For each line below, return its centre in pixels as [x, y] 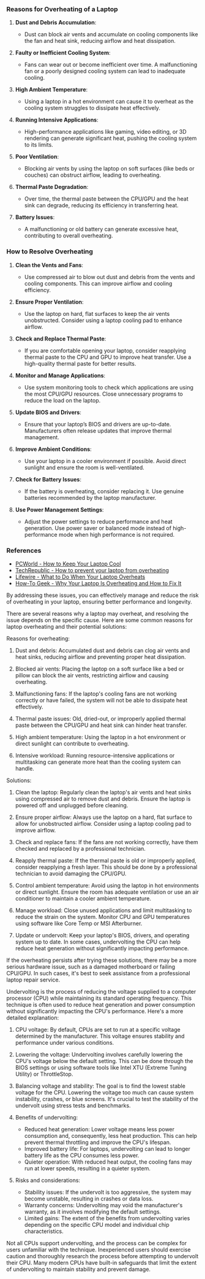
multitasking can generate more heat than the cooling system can [98, 762]
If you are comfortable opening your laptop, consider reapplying [105, 350]
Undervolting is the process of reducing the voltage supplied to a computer [101, 991]
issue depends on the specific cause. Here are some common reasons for [99, 620]
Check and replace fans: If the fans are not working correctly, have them [106, 842]
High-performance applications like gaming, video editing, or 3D [105, 132]
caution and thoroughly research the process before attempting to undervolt [102, 1256]
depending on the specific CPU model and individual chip [97, 1224]
